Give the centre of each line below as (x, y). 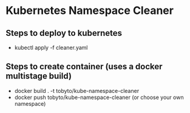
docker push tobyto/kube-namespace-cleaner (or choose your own (99, 97)
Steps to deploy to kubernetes (64, 33)
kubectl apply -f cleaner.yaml (51, 47)
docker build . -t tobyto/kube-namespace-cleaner (77, 91)
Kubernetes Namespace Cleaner (90, 11)
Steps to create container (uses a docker (84, 67)
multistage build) (39, 76)
